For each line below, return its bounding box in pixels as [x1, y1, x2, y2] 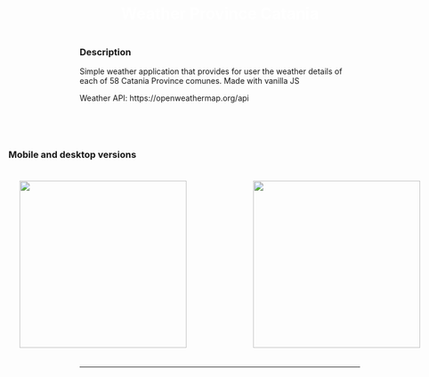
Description [79, 45, 132, 58]
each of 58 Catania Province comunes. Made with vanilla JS [79, 76, 300, 86]
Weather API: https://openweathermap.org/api [79, 93, 250, 103]
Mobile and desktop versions [8, 149, 137, 161]
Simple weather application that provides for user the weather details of [79, 66, 343, 77]
